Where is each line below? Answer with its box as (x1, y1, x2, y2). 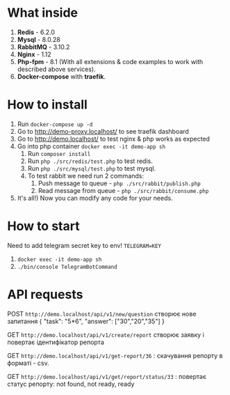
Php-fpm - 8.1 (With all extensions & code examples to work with (17, 57, 204, 65)
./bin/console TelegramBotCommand (17, 263, 117, 270)
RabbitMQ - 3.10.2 (17, 42, 70, 51)
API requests (7, 287, 83, 302)
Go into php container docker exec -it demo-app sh (17, 141, 165, 150)
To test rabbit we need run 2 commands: (27, 171, 145, 180)
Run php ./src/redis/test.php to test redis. (27, 157, 153, 165)
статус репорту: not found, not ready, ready (7, 380, 135, 388)
